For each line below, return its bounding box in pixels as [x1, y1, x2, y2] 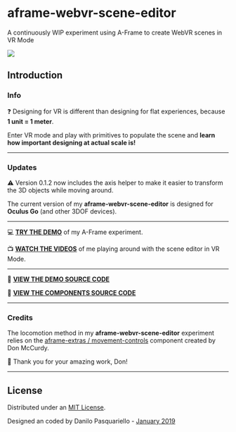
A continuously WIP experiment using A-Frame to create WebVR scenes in [7, 28, 223, 37]
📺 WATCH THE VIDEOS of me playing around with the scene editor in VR [7, 245, 220, 253]
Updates [7, 162, 37, 172]
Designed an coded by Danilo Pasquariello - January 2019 [7, 417, 176, 426]
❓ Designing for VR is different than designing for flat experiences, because [7, 107, 225, 116]
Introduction [7, 69, 63, 82]
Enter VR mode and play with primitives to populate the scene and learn [7, 130, 216, 139]
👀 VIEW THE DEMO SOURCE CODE [7, 275, 110, 283]
